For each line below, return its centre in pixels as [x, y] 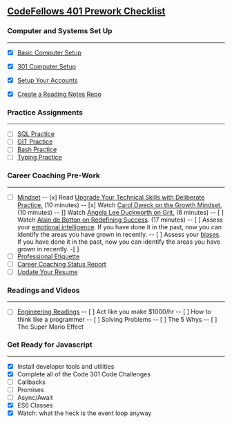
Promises [30, 389]
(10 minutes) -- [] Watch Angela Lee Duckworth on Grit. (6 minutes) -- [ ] [120, 212]
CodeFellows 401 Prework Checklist [86, 11]
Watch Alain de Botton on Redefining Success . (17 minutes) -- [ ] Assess [120, 220]
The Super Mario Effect [50, 327]
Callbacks [31, 382]
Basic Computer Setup [49, 52]
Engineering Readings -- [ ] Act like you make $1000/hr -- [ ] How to [114, 312]
